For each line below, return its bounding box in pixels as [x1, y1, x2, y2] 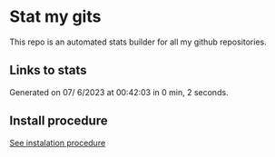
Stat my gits [9, 6, 102, 27]
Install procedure [9, 113, 108, 129]
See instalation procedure [9, 137, 106, 148]
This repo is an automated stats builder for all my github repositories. [9, 36, 267, 47]
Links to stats [9, 63, 87, 78]
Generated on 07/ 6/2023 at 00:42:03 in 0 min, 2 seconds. [9, 86, 229, 97]
